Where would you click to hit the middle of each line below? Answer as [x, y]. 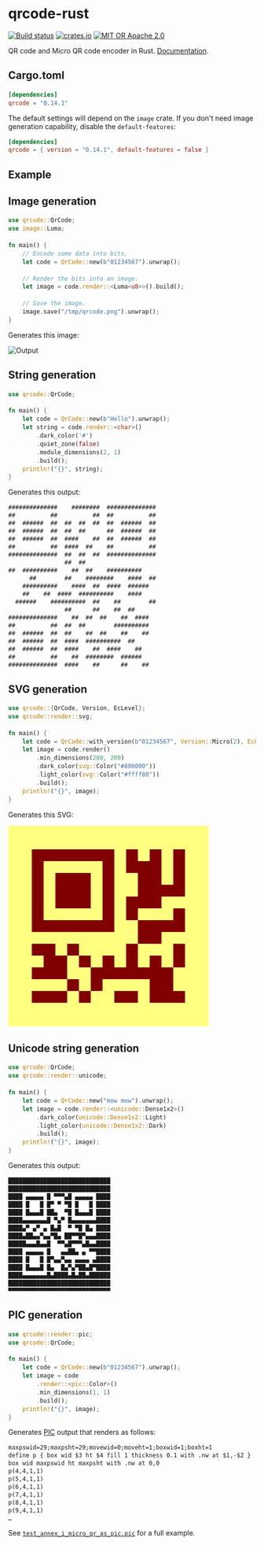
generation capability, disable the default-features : [92, 126]
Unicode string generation [74, 1048]
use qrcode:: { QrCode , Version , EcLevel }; [77, 708]
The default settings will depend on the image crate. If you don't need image [131, 118]
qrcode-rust [49, 14]
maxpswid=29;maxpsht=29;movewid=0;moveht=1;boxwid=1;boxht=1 [110, 1448]
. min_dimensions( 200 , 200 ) [81, 758]
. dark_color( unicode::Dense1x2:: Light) [102, 1117]
